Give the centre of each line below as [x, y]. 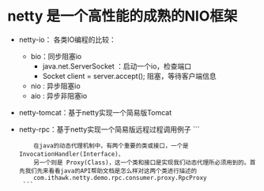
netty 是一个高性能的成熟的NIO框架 [123, 16]
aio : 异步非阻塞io [59, 95]
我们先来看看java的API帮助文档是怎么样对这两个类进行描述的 [111, 170]
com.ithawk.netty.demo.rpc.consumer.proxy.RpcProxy [120, 178]
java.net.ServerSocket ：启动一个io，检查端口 [117, 66]
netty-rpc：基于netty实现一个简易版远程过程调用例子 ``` [109, 129]
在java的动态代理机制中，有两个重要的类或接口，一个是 [111, 146]
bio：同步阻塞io [56, 56]
